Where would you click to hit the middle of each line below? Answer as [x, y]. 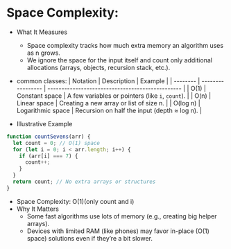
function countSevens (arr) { [49, 137]
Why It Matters [38, 209]
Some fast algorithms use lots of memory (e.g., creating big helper [122, 216]
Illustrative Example [44, 123]
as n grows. [43, 53]
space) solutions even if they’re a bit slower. [90, 238]
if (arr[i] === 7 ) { [49, 156]
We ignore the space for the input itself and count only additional [120, 60]
